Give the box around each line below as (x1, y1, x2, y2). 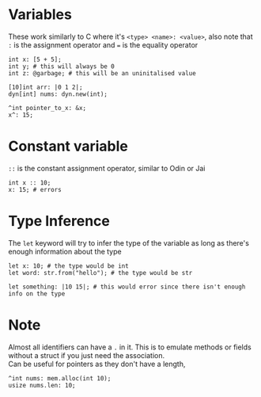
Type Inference (8, 212, 111, 231)
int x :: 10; (8, 178, 51, 187)
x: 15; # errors (8, 185, 62, 193)
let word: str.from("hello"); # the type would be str (8, 269, 193, 277)
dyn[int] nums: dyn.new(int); (8, 90, 108, 98)
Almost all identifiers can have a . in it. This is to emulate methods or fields (8, 342, 252, 352)
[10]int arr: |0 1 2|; (8, 83, 83, 91)
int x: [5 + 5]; (8, 55, 62, 63)
